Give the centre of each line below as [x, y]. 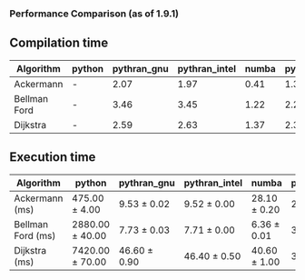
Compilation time [59, 43]
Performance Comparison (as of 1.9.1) [94, 14]
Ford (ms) [35, 235]
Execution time [53, 157]
